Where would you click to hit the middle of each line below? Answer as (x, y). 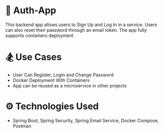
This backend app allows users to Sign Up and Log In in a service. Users (81, 25)
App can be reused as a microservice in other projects (70, 85)
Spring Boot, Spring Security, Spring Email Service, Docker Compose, (86, 120)
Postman (22, 126)
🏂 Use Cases (34, 57)
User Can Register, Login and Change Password (63, 75)
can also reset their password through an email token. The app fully (76, 30)
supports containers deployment (39, 35)
